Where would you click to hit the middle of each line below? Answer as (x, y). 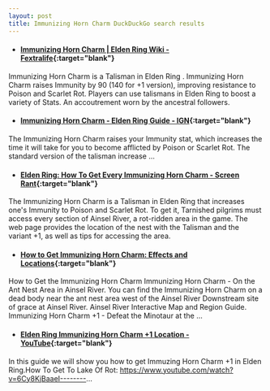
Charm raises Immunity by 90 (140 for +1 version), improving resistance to (132, 85)
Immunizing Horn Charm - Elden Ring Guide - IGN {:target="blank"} (135, 121)
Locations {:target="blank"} (68, 263)
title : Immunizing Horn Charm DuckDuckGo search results (107, 24)
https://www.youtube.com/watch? (176, 370)
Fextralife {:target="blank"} (67, 59)
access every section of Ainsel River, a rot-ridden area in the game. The (129, 219)
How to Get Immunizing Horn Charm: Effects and (104, 254)
